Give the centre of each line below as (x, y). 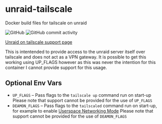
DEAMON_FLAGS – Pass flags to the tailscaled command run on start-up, (84, 106)
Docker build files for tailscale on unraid (46, 23)
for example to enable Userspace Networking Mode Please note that (83, 111)
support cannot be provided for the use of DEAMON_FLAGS (70, 116)
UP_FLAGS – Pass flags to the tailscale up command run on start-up (82, 95)
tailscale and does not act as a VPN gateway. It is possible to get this (76, 57)
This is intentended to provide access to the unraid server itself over (75, 52)
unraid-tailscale (39, 9)
